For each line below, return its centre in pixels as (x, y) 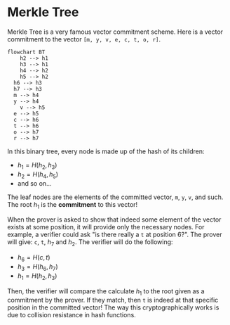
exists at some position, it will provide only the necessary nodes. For (106, 227)
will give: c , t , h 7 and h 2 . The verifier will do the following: (90, 243)
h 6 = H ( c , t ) (34, 258)
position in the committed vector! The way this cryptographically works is (113, 307)
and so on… (34, 183)
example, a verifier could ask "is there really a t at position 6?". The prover (115, 235)
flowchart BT (26, 52)
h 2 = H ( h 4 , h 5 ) (38, 175)
